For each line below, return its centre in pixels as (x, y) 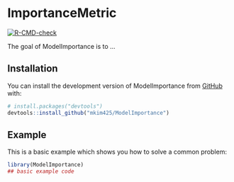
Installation (33, 69)
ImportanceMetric (62, 13)
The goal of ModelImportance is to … (61, 46)
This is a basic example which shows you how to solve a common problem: (117, 152)
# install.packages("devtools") (55, 106)
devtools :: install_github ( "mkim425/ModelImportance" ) (89, 113)
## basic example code (41, 171)
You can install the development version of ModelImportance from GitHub (115, 86)
